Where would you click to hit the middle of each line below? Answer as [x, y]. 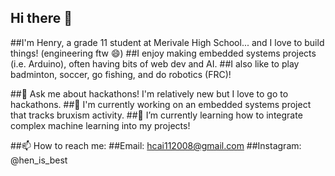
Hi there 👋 [41, 18]
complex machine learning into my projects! [100, 125]
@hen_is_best [39, 160]
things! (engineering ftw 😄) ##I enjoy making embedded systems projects [163, 53]
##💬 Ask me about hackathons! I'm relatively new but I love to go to [149, 93]
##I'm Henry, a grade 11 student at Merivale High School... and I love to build [167, 42]
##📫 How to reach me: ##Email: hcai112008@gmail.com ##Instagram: [156, 145]
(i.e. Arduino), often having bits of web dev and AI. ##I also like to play [155, 63]
